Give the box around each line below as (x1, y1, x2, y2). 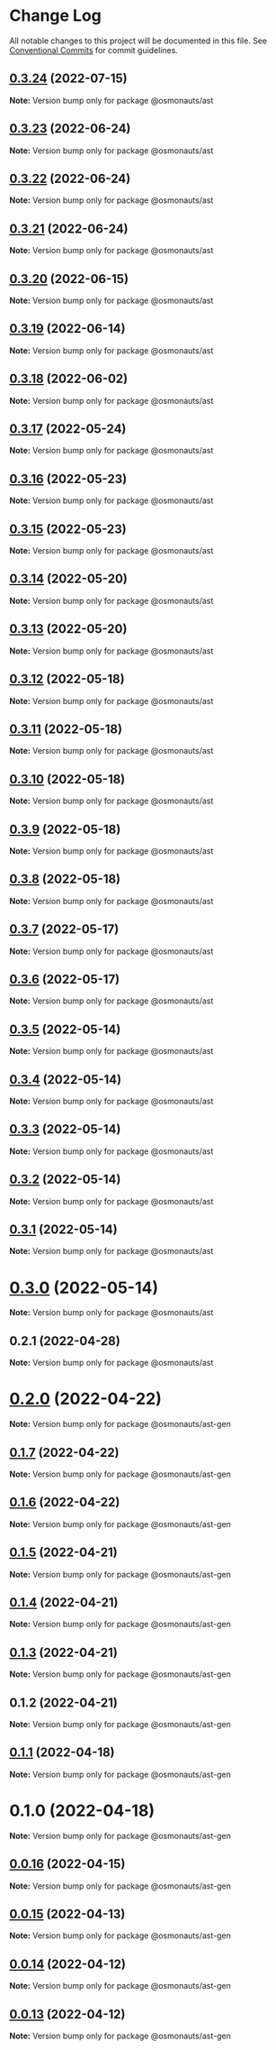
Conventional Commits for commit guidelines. (9, 44, 178, 55)
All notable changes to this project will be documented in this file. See (9, 35, 268, 46)
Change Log (9, 5, 102, 26)
